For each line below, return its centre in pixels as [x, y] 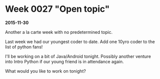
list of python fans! [24, 47]
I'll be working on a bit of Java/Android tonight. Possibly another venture [78, 56]
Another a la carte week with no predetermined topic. [59, 32]
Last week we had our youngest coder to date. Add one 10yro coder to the [80, 41]
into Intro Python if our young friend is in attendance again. [64, 61]
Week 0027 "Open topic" [57, 9]
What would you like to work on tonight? [46, 71]
